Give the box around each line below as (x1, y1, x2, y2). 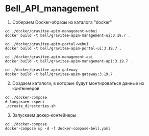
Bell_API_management (5, 3, 99, 14)
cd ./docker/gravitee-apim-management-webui (5, 28, 98, 33)
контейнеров (12, 85, 40, 91)
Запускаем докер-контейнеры (12, 112, 76, 118)
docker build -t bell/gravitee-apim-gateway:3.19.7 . (5, 72, 118, 77)
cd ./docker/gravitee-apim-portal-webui (5, 41, 89, 47)
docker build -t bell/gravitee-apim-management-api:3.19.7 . (5, 58, 133, 64)
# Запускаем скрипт (5, 99, 45, 104)
